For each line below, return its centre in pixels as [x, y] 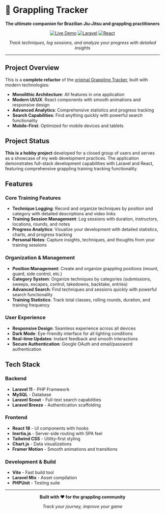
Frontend [16, 417]
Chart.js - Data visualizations [42, 444]
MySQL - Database [32, 394]
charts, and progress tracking [42, 234]
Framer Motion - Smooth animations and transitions [65, 449]
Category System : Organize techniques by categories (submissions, [82, 279]
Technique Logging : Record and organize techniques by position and [82, 208]
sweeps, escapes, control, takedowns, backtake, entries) [70, 284]
